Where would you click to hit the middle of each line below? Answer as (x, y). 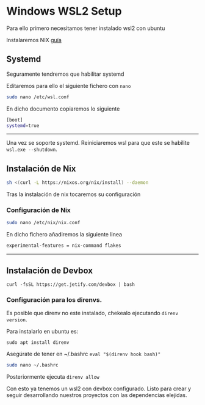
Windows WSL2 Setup (64, 11)
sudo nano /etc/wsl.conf (38, 97)
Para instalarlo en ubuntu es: (42, 332)
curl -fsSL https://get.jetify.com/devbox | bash (71, 284)
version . (17, 319)
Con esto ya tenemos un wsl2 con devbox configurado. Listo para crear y (99, 389)
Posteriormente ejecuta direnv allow (53, 377)
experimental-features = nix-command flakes (64, 246)
